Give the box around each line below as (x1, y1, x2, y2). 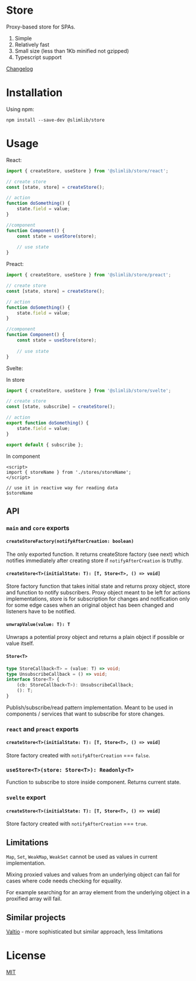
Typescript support (14, 53, 62, 61)
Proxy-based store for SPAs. (6, 23, 75, 30)
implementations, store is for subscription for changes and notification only (6, 595, 190, 603)
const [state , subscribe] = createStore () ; (6, 404, 116, 410)
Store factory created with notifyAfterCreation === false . (6, 752, 150, 759)
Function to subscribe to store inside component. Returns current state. (6, 779, 181, 786)
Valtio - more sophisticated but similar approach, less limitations (6, 928, 163, 935)
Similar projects (6, 912, 66, 922)
